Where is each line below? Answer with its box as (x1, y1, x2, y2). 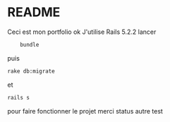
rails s (7, 94, 30, 101)
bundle (20, 41, 40, 48)
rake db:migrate (7, 68, 55, 75)
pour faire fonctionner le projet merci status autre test (7, 106, 164, 115)
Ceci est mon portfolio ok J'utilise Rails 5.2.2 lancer (7, 28, 157, 36)
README (7, 4, 61, 20)
